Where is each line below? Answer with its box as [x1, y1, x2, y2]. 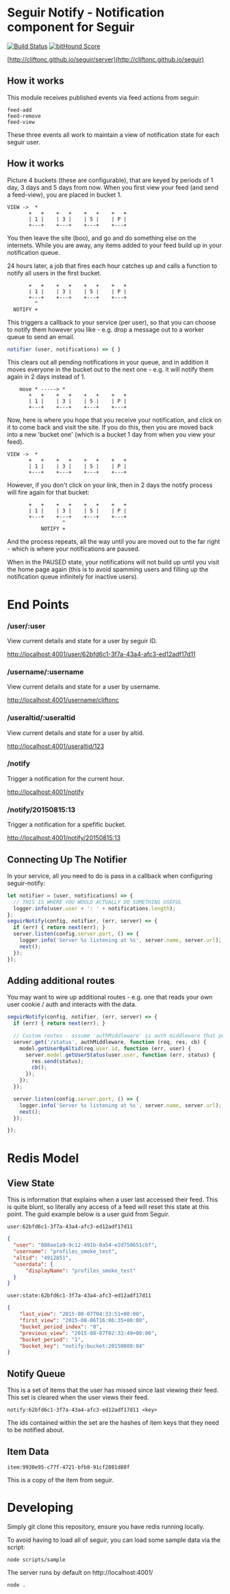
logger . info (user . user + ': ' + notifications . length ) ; [13, 905, 176, 912]
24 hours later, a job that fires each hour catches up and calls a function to [7, 262, 218, 270]
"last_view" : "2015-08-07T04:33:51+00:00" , [19, 1310, 146, 1318]
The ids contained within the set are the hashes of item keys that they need [7, 1419, 219, 1427]
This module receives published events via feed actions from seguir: [7, 93, 200, 101]
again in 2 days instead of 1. [7, 373, 86, 381]
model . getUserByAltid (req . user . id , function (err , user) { [19, 1045, 192, 1052]
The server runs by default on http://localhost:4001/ [7, 1568, 153, 1576]
